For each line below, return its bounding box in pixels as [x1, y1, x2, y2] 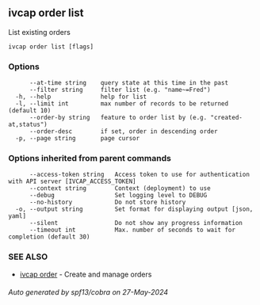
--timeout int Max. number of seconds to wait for [29, 226, 236, 234]
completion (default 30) [8, 233, 90, 241]
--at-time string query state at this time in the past [29, 79, 228, 87]
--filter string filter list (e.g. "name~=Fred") [29, 86, 212, 94]
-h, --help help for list [15, 93, 147, 101]
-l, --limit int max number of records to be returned [15, 100, 228, 108]
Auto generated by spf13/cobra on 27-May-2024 [8, 288, 169, 297]
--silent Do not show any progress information [29, 219, 243, 227]
